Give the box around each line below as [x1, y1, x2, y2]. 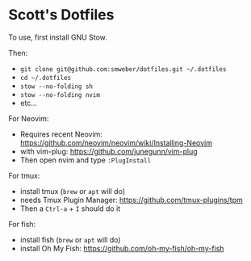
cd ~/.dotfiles [19, 74, 72, 82]
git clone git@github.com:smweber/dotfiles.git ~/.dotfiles [19, 65, 227, 74]
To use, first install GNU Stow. [8, 32, 107, 42]
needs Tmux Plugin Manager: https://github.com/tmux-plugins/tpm [19, 195, 244, 204]
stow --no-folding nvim [19, 91, 101, 99]
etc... [19, 98, 38, 107]
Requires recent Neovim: [19, 129, 103, 139]
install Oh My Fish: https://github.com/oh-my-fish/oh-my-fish [19, 243, 224, 253]
